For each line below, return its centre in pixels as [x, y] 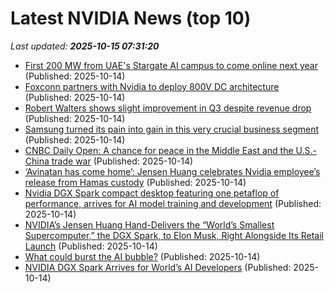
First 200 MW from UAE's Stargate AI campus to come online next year [171, 65]
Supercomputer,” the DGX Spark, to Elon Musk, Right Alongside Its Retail [174, 235]
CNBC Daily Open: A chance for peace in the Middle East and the [159, 150]
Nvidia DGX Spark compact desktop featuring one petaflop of [152, 193]
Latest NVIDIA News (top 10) [131, 18]
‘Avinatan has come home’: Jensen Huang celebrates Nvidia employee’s [172, 171]
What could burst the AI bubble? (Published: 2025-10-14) [142, 256]
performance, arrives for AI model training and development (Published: [173, 203]
